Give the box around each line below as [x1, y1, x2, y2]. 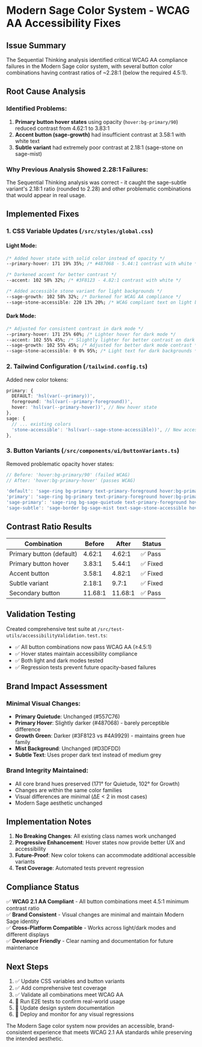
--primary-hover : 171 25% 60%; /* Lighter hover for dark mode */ [6, 331, 176, 337]
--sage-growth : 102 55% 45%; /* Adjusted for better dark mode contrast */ [6, 342, 200, 349]
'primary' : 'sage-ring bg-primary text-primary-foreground [6, 494, 158, 500]
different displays [6, 931, 49, 938]
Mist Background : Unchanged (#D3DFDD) [14, 745, 121, 752]
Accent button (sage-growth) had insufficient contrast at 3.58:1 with [14, 130, 186, 138]
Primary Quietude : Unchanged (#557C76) [14, 713, 120, 720]
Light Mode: [6, 242, 37, 249]
